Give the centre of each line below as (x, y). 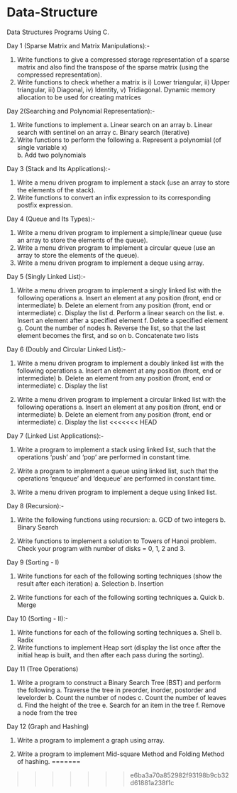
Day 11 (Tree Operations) (43, 669)
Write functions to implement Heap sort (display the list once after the (119, 647)
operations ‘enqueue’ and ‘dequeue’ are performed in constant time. (116, 478)
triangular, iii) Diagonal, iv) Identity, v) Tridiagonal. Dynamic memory (116, 89)
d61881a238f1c (152, 782)
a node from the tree (47, 712)
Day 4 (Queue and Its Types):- (51, 219)
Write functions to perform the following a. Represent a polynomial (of (119, 140)
